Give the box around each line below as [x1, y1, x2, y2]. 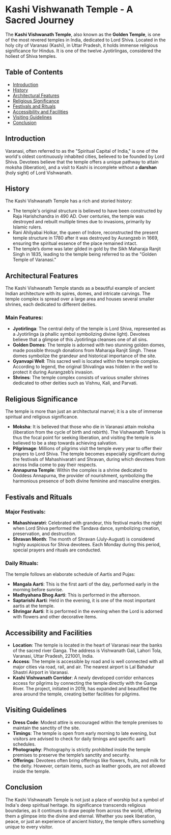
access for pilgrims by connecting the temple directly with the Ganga [12, 680, 158, 686]
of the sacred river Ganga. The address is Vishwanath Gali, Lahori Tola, [12, 647, 162, 654]
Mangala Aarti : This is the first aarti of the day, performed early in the [12, 581, 159, 587]
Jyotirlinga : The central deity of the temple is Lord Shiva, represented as [12, 326, 166, 332]
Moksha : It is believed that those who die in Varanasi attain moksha [12, 424, 154, 430]
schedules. [12, 741, 36, 747]
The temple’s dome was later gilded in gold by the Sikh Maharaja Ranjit [12, 246, 161, 252]
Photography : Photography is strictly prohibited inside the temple [12, 746, 151, 752]
